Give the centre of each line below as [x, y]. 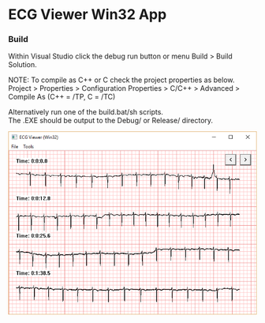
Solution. [22, 65]
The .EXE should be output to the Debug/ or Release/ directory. [111, 121]
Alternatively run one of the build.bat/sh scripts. [86, 112]
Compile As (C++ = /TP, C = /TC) [62, 97]
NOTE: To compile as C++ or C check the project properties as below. [121, 80]
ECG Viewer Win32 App [88, 15]
